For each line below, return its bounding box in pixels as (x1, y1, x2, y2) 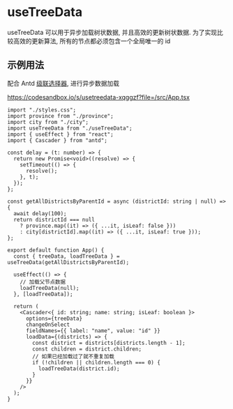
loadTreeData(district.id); (38, 365, 120, 372)
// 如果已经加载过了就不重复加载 (32, 353, 115, 360)
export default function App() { (7, 247, 105, 254)
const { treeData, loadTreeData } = (13, 252, 120, 260)
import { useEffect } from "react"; (7, 130, 114, 138)
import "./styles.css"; (7, 106, 77, 114)
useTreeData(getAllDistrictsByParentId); (7, 258, 130, 265)
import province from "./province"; (7, 112, 114, 119)
